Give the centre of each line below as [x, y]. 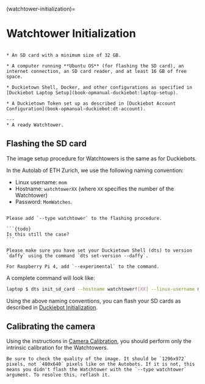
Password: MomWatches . [44, 201]
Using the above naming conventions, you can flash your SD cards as [94, 301]
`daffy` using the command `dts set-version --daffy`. [77, 256]
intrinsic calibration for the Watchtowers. [57, 348]
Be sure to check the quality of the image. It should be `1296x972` [97, 359]
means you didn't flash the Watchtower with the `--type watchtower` [97, 370]
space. [15, 77]
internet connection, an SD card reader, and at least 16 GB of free [97, 71]
